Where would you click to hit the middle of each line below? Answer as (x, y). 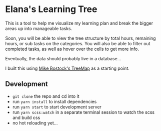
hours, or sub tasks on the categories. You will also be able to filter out (78, 43)
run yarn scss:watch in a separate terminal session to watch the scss (83, 112)
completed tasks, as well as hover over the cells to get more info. (72, 49)
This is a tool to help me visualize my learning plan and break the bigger (79, 23)
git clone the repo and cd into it (46, 96)
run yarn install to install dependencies (54, 101)
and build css (26, 117)
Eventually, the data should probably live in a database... (63, 58)
